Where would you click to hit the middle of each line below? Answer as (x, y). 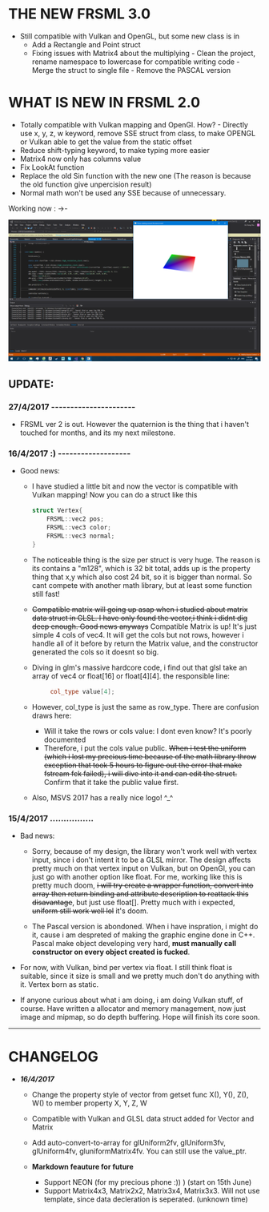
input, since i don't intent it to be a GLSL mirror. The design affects (141, 860)
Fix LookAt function (52, 167)
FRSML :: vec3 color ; (79, 528)
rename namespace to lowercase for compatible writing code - (136, 62)
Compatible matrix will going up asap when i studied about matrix (140, 609)
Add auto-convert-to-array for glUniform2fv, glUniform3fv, (128, 1142)
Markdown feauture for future (82, 1166)
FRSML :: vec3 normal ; (81, 536)
